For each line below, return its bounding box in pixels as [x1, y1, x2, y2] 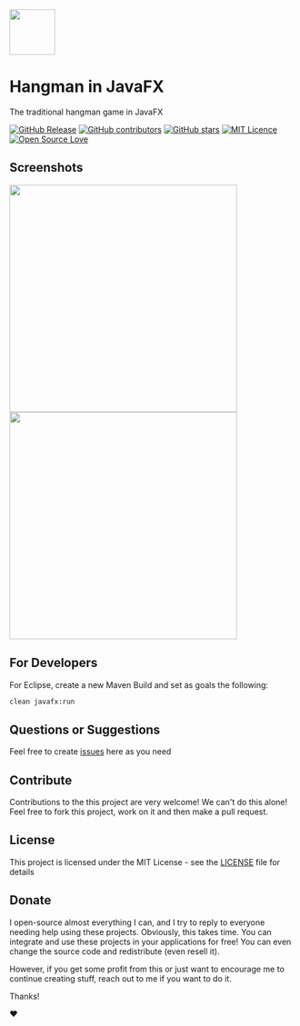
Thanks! [9, 991, 40, 1001]
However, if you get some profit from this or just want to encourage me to [9, 963, 285, 974]
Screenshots [9, 160, 84, 175]
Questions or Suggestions [9, 722, 161, 737]
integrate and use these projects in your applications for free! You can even [9, 936, 292, 947]
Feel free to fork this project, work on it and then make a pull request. [9, 806, 268, 817]
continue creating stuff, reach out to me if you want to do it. [9, 972, 232, 984]
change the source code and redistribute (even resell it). [9, 945, 220, 957]
